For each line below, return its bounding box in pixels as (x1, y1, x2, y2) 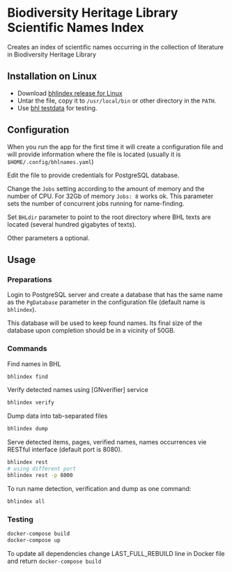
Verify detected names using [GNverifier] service (7, 386, 148, 394)
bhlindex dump (7, 426, 49, 432)
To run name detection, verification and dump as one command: (7, 484, 192, 492)
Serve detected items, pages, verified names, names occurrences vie (7, 438, 207, 446)
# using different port (7, 465, 77, 472)
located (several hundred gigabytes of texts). (7, 220, 137, 228)
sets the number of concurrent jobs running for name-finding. (7, 199, 185, 207)
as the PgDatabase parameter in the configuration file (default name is (7, 298, 206, 306)
